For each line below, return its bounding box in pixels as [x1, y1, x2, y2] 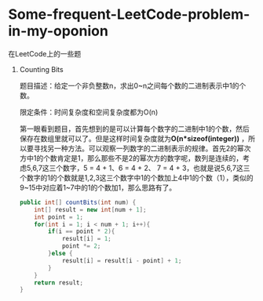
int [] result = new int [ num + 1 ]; [34, 205, 147, 213]
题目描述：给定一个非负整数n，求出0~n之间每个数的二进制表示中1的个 [19, 81, 247, 90]
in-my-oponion [8, 22, 108, 40]
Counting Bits [19, 64, 64, 74]
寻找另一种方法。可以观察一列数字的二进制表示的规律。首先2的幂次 [33, 143, 251, 153]
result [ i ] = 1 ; [61, 235, 112, 243]
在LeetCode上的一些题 [8, 49, 82, 58]
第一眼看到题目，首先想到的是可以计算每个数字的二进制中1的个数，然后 [19, 124, 250, 133]
